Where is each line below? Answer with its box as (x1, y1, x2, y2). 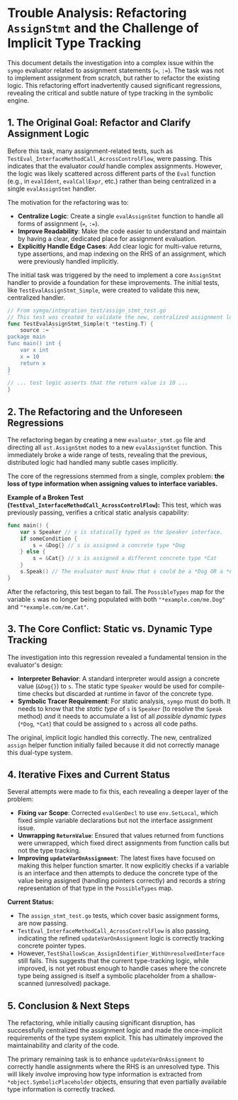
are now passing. (17, 919, 69, 928)
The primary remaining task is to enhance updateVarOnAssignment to (7, 1055, 205, 1064)
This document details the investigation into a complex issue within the (7, 58, 214, 67)
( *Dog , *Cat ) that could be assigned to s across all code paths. (17, 719, 198, 728)
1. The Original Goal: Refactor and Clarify (7, 117, 191, 129)
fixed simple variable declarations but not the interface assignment (17, 816, 213, 825)
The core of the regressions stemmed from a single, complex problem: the (7, 471, 225, 480)
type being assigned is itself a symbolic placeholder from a (17, 972, 190, 980)
